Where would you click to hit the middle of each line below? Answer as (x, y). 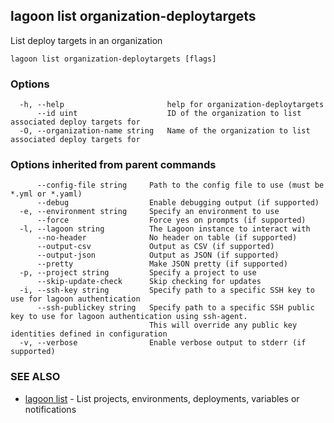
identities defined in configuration (89, 334)
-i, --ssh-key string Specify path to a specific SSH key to (167, 290)
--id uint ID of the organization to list (169, 114)
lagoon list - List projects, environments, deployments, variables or (162, 398)
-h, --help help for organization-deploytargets (172, 105)
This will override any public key (223, 325)
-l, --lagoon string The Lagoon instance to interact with (165, 229)
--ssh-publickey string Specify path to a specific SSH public (175, 308)
